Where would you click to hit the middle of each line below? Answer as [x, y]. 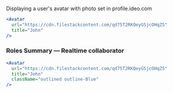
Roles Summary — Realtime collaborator [65, 51]
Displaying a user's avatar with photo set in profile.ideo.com [79, 9]
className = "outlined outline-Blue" [55, 79]
